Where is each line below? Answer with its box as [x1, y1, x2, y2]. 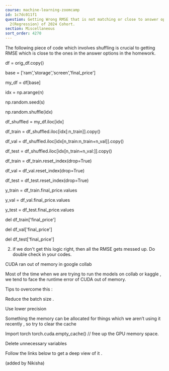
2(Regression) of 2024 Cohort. [10, 21, 75, 27]
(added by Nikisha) [5, 360, 45, 366]
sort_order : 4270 [5, 31, 42, 36]
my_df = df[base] [5, 79, 41, 85]
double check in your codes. [12, 251, 72, 257]
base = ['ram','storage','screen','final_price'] [5, 70, 96, 76]
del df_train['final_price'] [5, 217, 56, 222]
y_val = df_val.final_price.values [5, 197, 70, 203]
